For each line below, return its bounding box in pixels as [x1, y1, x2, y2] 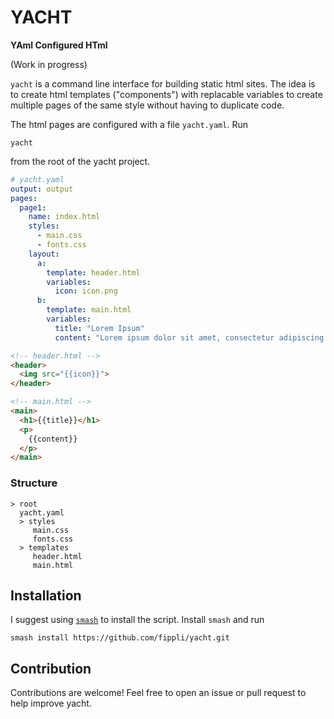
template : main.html [46, 305, 132, 315]
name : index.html [28, 212, 101, 222]
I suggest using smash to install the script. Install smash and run [10, 614, 265, 626]
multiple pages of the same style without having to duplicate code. [10, 99, 285, 111]
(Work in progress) [10, 58, 88, 70]
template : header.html [46, 267, 141, 278]
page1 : [19, 202, 47, 213]
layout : [28, 249, 60, 259]
